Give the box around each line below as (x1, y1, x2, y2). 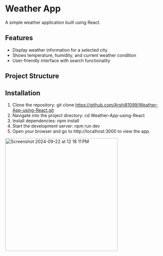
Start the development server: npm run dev (12, 123, 100, 129)
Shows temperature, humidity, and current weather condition (12, 52, 137, 58)
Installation (5, 89, 41, 97)
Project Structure (5, 72, 59, 80)
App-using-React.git (12, 107, 54, 113)
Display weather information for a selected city (12, 47, 108, 53)
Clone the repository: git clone (12, 102, 74, 108)
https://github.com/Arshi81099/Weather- (75, 102, 158, 108)
